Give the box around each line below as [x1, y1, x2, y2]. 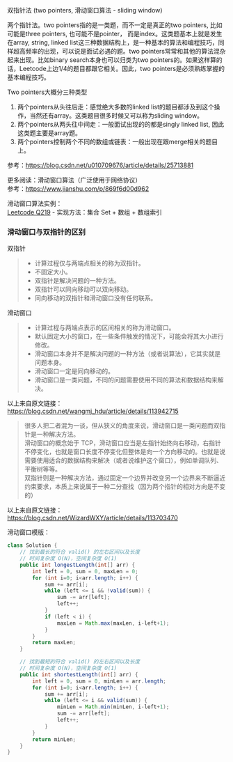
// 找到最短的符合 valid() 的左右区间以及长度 [19, 658, 140, 665]
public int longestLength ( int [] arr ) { [19, 561, 136, 568]
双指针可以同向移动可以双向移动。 [34, 285, 133, 294]
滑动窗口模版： [7, 528, 50, 536]
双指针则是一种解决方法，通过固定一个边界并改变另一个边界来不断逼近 [24, 474, 226, 482]
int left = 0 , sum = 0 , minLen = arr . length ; [32, 678, 167, 685]
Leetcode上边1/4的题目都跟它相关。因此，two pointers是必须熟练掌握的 [19, 65, 225, 72]
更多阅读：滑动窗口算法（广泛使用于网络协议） [7, 176, 141, 184]
